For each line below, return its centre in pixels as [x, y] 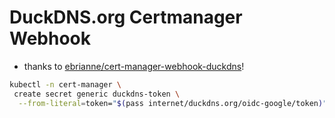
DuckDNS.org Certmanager [126, 17]
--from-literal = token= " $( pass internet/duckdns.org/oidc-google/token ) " [173, 103]
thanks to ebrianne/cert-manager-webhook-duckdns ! [134, 66]
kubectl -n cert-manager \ [65, 84]
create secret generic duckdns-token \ [97, 94]
